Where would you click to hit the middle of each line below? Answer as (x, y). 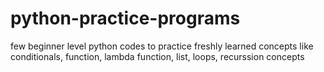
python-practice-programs (125, 18)
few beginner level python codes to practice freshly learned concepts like (162, 46)
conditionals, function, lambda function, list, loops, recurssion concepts (157, 56)
